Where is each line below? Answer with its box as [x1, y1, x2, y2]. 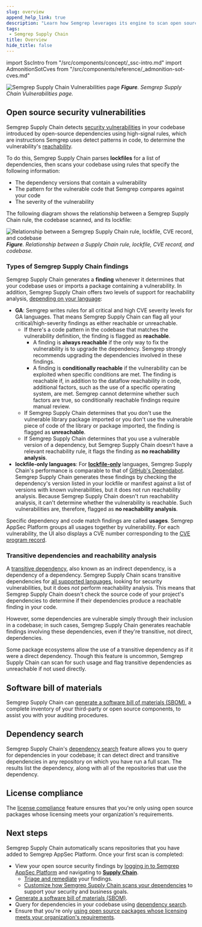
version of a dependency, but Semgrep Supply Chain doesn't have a [23, 441, 194, 448]
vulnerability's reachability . [6, 142, 73, 150]
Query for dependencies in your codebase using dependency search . [14, 900, 188, 908]
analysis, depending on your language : [6, 295, 103, 302]
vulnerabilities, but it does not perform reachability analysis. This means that [6, 584, 195, 592]
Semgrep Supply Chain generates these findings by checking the [14, 473, 177, 480]
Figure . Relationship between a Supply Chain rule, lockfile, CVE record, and [6, 241, 194, 248]
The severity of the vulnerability [14, 198, 94, 205]
